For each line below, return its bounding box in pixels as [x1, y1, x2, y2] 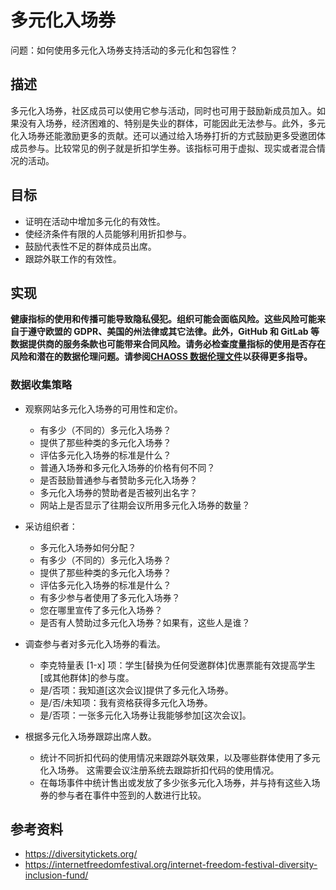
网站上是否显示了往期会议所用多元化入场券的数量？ [39, 499, 251, 511]
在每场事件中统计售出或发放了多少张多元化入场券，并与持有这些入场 [39, 776, 321, 788]
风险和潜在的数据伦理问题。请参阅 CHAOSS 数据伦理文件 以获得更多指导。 [10, 351, 313, 363]
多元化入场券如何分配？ [39, 541, 137, 553]
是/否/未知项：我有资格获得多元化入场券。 [39, 696, 213, 708]
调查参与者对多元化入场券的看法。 [24, 637, 166, 650]
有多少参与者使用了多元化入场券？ [39, 591, 181, 603]
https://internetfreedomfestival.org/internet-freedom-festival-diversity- [24, 859, 318, 871]
